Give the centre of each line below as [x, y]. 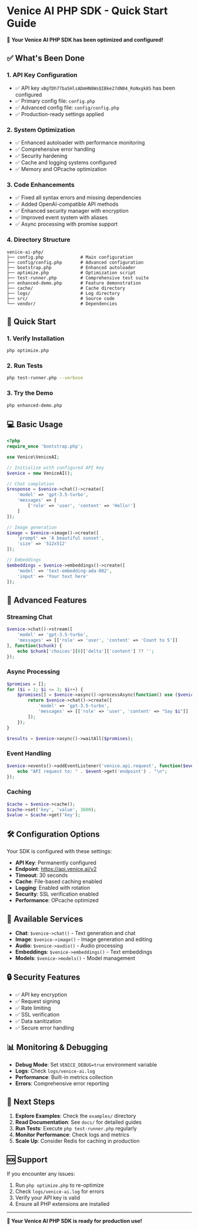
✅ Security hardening [41, 156]
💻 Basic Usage [35, 424]
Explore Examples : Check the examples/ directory [75, 1116]
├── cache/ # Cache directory [66, 288]
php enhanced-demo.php [34, 405]
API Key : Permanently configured [56, 863]
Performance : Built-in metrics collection [64, 1077]
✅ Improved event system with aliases [61, 218]
